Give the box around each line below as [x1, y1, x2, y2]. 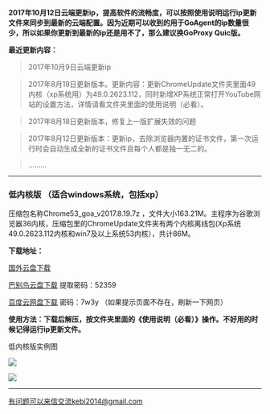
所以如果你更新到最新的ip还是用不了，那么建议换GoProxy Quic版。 [22, 28, 245, 37]
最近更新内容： [8, 45, 58, 55]
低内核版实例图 [8, 342, 58, 351]
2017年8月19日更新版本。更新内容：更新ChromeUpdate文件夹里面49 [27, 80, 256, 89]
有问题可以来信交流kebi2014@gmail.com [8, 396, 143, 406]
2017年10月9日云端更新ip [27, 62, 111, 72]
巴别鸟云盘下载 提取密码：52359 [8, 280, 117, 290]
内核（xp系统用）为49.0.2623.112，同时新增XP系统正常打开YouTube [27, 89, 255, 99]
